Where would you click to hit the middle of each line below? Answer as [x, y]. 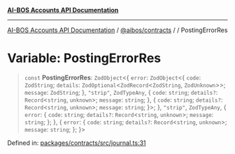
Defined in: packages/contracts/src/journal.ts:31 [77, 143]
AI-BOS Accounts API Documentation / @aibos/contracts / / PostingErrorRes [117, 30]
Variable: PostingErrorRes [84, 58]
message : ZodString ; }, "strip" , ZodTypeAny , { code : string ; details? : [121, 92]
